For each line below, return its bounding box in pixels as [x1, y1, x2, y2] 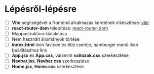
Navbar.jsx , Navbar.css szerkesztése [11, 58, 89, 64]
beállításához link [11, 48, 47, 53]
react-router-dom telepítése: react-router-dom [11, 25, 108, 31]
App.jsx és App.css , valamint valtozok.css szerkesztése [11, 52, 129, 58]
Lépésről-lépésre [4, 3, 77, 15]
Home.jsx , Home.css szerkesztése [11, 64, 84, 70]
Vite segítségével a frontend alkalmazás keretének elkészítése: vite [11, 20, 149, 25]
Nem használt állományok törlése [11, 36, 80, 42]
